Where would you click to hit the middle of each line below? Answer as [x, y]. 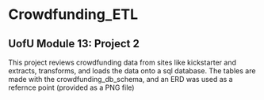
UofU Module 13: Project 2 [74, 44]
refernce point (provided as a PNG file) [71, 87]
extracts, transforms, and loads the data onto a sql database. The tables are [132, 71]
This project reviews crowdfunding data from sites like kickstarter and [122, 62]
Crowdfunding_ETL [73, 15]
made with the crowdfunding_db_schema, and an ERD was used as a [121, 79]
